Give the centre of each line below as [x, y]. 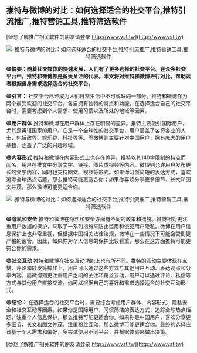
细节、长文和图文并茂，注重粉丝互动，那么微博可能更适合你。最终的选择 [98, 324]
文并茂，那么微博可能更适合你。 [45, 187]
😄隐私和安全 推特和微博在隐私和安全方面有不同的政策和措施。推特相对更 [94, 219]
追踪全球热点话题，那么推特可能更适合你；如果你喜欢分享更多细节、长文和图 [98, 179]
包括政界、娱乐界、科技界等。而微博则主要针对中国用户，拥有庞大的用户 [103, 138]
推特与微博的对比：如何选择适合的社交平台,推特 [92, 11]
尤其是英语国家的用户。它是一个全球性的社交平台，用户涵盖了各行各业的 [93, 130]
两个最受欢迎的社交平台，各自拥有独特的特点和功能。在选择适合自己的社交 [96, 103]
